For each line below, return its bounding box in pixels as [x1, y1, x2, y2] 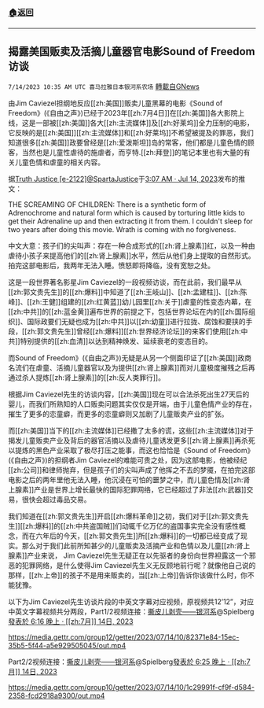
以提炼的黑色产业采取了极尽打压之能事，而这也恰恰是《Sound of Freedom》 [8, 446, 255, 455]
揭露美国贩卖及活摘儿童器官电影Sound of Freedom [8, 45, 255, 58]
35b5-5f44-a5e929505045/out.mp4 [8, 641, 126, 651]
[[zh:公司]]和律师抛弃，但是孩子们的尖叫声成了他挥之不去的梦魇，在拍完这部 [8, 466, 255, 475]
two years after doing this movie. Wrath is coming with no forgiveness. [8, 225, 236, 234]
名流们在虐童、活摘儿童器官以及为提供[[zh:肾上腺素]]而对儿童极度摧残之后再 [8, 363, 255, 373]
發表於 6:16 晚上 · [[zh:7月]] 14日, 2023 [8, 617, 134, 626]
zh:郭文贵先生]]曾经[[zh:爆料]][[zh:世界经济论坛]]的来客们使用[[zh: [27, 326, 241, 336]
